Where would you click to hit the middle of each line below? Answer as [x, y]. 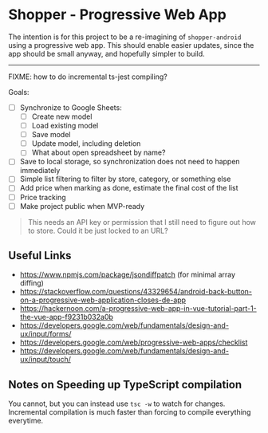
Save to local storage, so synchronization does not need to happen [130, 162]
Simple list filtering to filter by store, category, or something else [125, 179]
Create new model [62, 116]
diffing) [32, 283]
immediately [40, 171]
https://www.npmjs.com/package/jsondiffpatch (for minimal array [128, 275]
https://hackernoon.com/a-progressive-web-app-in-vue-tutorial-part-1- [138, 309]
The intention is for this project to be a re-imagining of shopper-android [125, 37]
